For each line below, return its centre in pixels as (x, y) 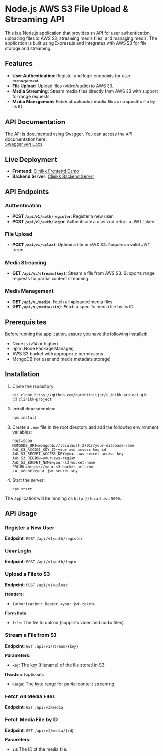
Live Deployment (31, 159)
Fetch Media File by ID (32, 719)
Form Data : (16, 613)
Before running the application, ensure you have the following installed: (76, 334)
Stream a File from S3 (31, 635)
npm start (22, 489)
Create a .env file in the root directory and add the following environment (85, 427)
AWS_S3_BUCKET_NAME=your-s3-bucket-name (54, 463)
